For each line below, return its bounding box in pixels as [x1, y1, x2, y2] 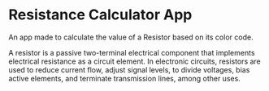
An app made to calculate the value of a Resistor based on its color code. [8, 32, 254, 42]
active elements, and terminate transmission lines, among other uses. [8, 73, 241, 83]
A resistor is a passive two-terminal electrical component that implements [8, 48, 255, 57]
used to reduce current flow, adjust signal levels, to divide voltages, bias [8, 64, 250, 74]
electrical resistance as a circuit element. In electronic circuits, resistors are [8, 56, 262, 66]
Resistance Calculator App [8, 6, 193, 24]
